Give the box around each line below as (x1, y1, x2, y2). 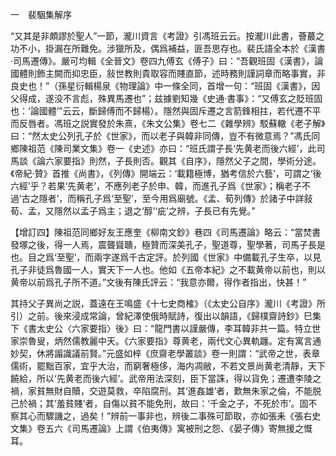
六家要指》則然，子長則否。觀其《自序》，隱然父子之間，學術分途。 (44, 155, 322, 167)
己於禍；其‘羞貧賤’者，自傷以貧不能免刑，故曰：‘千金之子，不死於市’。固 (10, 398, 309, 409)
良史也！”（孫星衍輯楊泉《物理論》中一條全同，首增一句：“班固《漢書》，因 (10, 80, 321, 92)
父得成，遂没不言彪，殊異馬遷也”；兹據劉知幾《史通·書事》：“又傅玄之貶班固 (10, 93, 323, 104)
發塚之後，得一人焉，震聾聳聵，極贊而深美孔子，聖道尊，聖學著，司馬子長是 (10, 239, 326, 250)
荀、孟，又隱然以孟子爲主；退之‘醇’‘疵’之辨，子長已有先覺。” (10, 205, 256, 217)
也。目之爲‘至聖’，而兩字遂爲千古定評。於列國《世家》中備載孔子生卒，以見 (10, 251, 322, 263)
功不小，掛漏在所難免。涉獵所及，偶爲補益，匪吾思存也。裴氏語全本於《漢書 (10, 43, 326, 54)
